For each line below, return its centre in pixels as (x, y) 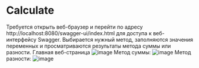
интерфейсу (21, 39)
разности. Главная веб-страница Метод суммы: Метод (99, 52)
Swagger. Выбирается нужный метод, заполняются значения (116, 39)
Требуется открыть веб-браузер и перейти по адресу (75, 27)
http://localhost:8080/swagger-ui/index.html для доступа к (79, 33)
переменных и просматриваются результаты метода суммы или (89, 46)
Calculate (30, 10)
